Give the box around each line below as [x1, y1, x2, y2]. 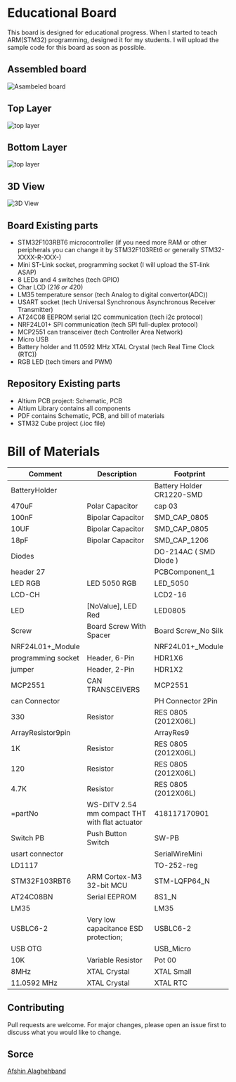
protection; [86, 932, 123, 942]
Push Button [86, 828, 128, 838]
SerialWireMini [154, 849, 202, 859]
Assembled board [7, 63, 87, 75]
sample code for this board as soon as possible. [7, 43, 146, 51]
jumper [11, 664, 34, 674]
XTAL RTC [154, 978, 188, 988]
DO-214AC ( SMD [154, 547, 216, 556]
